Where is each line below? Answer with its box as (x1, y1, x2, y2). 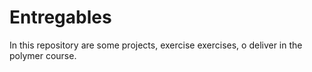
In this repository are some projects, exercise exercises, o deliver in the (9, 39, 303, 51)
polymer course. (9, 49, 77, 61)
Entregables (9, 6, 112, 29)
